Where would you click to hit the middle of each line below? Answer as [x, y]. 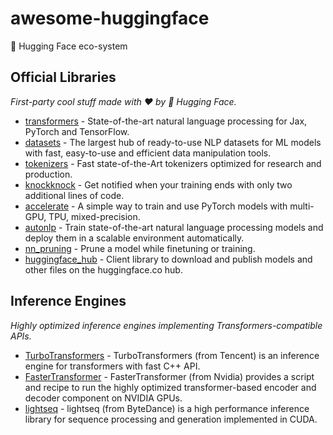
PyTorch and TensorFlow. [77, 131]
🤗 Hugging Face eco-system [69, 46]
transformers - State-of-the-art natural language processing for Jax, [166, 121]
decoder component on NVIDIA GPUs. [103, 398]
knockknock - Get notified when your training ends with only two [158, 184]
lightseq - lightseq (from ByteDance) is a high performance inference [167, 408]
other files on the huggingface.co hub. [103, 269]
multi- [302, 206]
